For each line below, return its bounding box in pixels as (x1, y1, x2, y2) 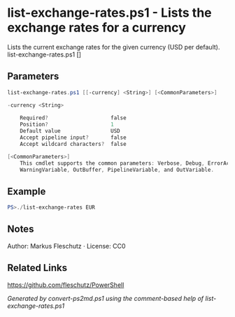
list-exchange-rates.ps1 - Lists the (7, 5, 212, 21)
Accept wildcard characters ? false (20, 140, 127, 147)
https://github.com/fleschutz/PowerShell (7, 281, 124, 289)
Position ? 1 (20, 121, 114, 128)
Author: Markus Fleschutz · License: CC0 (7, 242, 126, 250)
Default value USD (20, 128, 120, 135)
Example (7, 185, 46, 197)
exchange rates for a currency (7, 20, 187, 36)
